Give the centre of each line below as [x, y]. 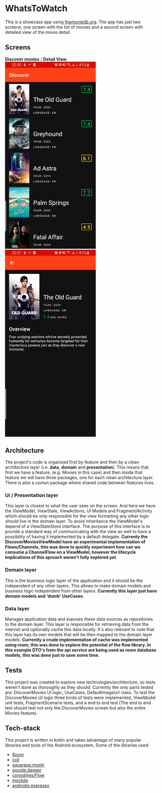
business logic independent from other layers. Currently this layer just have [81, 591]
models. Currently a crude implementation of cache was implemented [77, 640]
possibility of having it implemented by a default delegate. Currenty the [76, 537]
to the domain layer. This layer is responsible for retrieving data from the [77, 624]
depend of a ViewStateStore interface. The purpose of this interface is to [78, 526]
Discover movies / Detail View [36, 59]
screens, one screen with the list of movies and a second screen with [74, 27]
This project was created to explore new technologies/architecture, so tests [80, 682]
